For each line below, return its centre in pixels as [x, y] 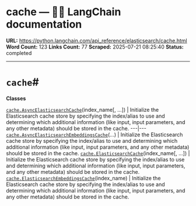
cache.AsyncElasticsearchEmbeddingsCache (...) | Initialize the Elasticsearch [94, 135]
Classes [16, 98]
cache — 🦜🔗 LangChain [64, 12]
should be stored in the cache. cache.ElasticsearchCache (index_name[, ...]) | [98, 153]
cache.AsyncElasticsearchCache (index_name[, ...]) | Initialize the [83, 109]
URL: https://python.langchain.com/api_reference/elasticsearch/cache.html [97, 40]
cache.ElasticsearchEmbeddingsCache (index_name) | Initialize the [83, 178]
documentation [44, 24]
